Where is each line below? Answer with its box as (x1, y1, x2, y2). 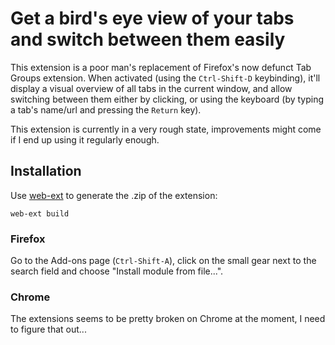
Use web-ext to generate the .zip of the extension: (10, 189, 218, 201)
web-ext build (10, 208, 70, 219)
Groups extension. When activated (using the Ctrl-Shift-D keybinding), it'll (10, 72, 321, 84)
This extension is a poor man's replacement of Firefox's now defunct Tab (10, 61, 312, 73)
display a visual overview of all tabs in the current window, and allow (10, 82, 293, 94)
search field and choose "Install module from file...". (10, 265, 224, 277)
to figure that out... (10, 323, 87, 336)
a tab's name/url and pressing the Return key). (10, 103, 202, 116)
